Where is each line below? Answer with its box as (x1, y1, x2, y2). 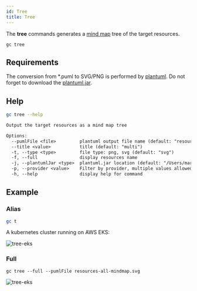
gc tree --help (6, 112, 43, 118)
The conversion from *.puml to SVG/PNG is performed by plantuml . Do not (6, 73, 185, 80)
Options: (6, 133, 28, 138)
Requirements (6, 57, 59, 67)
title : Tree (6, 14, 35, 20)
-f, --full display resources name (11, 155, 138, 161)
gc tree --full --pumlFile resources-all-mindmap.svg (6, 268, 141, 274)
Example (6, 187, 39, 197)
